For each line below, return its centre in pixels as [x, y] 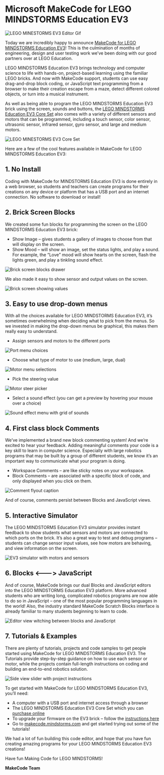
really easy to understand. [31, 331]
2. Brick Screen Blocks [40, 212]
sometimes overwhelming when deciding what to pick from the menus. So [80, 321]
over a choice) [27, 403]
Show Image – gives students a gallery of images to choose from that [82, 239]
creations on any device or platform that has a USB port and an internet [77, 192]
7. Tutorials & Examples [41, 636]
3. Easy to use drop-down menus [56, 304]
